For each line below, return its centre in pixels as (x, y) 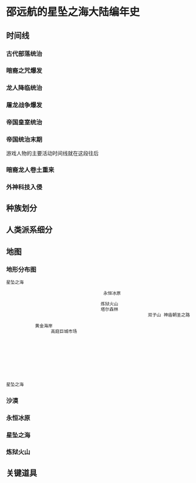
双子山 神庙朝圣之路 (169, 315)
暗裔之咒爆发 (24, 71)
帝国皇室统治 (24, 123)
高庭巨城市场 (64, 331)
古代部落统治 (24, 53)
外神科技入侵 (24, 187)
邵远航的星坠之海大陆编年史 (73, 12)
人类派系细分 (29, 230)
